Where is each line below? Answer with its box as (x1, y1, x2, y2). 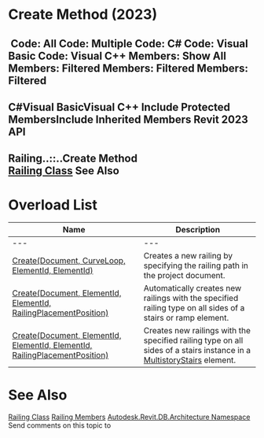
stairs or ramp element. (143, 313, 229, 324)
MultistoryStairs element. (143, 354, 236, 366)
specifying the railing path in (143, 260, 249, 271)
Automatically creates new (143, 283, 242, 294)
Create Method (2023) (8, 6, 158, 24)
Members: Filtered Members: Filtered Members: (8, 61, 249, 75)
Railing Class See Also (8, 164, 119, 178)
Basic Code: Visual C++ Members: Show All (8, 49, 226, 62)
